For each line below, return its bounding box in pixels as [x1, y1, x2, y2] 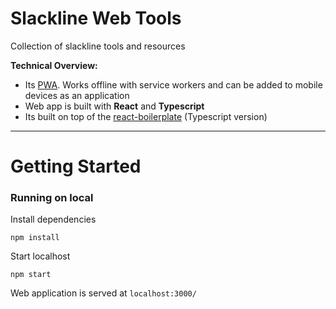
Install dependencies [10, 213, 97, 226]
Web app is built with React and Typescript [24, 100, 205, 112]
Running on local [10, 191, 94, 205]
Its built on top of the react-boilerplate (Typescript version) [24, 110, 268, 122]
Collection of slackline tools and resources [10, 40, 186, 52]
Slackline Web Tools [10, 7, 182, 30]
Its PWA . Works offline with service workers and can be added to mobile [24, 78, 323, 91]
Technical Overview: [10, 59, 98, 71]
